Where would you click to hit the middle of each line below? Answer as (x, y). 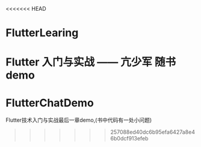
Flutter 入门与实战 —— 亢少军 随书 (91, 62)
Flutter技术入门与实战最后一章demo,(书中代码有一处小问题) (79, 120)
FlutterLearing (42, 33)
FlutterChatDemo (50, 103)
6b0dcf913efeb (129, 139)
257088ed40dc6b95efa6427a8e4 (153, 132)
